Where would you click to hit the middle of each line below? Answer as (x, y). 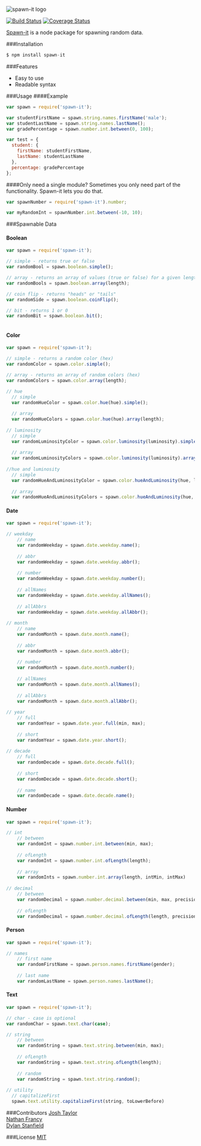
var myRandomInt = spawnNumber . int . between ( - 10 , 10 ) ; (75, 213)
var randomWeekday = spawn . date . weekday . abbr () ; (79, 562)
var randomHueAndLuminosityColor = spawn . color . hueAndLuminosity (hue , (101, 480)
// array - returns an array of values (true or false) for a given (93, 278)
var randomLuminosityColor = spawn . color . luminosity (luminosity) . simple (104, 441)
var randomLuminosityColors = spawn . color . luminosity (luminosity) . (98, 458)
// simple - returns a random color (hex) (60, 359)
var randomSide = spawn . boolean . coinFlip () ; (63, 299)
